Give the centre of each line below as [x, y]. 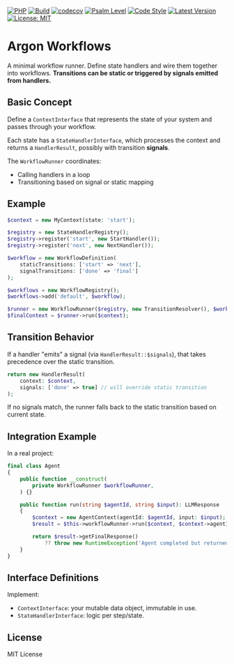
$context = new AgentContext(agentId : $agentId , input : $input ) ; [129, 518]
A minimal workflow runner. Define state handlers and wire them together [112, 66]
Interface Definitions [53, 578]
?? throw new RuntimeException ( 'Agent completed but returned [136, 543]
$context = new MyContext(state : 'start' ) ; [71, 220]
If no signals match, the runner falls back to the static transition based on [112, 407]
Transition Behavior [51, 337]
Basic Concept [40, 102]
